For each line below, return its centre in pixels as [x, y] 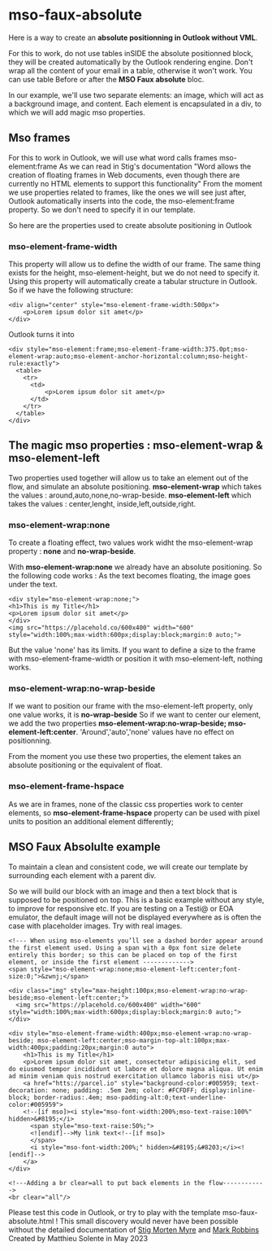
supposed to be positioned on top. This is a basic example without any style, [136, 900]
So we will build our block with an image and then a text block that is [123, 891]
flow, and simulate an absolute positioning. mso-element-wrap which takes [135, 486]
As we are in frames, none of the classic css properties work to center [126, 804]
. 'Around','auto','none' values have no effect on [155, 732]
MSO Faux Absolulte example [84, 847]
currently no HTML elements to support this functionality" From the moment [135, 183]
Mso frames [39, 138]
